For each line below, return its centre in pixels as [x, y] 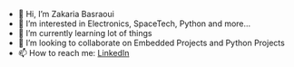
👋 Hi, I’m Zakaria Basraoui [66, 14]
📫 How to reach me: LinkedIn [73, 53]
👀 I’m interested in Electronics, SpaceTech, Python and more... [134, 24]
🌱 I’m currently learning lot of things [85, 33]
